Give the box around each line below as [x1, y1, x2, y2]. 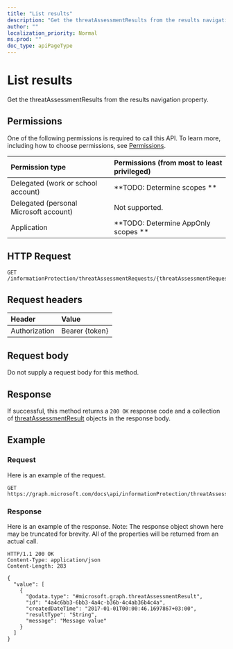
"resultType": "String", [25, 611, 98, 618]
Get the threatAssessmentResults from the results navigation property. [7, 95, 209, 104]
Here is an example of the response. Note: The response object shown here [7, 522, 224, 530]
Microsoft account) [10, 206, 74, 216]
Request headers [7, 293, 83, 306]
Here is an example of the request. [7, 470, 106, 479]
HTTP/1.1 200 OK [7, 550, 54, 557]
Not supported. [114, 202, 164, 212]
